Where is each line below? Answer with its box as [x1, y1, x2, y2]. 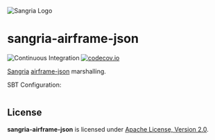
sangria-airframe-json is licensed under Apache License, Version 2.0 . [7, 125, 209, 133]
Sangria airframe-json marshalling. [7, 67, 106, 76]
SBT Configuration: [7, 80, 62, 89]
